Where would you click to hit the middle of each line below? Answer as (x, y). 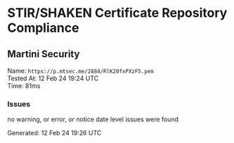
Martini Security (44, 54)
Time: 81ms (24, 86)
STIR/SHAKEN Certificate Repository (117, 13)
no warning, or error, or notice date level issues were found (93, 119)
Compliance (43, 28)
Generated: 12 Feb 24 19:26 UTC (54, 133)
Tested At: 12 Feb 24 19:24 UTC (53, 78)
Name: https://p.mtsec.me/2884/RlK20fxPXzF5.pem (81, 71)
